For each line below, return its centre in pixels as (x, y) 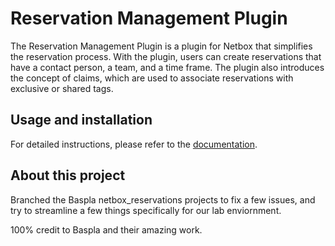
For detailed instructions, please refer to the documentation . (134, 144)
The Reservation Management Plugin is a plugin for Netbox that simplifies (161, 46)
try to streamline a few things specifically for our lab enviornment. (146, 210)
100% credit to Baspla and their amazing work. (106, 229)
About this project (68, 175)
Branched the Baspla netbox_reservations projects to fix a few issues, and (163, 199)
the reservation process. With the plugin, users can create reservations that (166, 56)
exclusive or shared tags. (62, 88)
